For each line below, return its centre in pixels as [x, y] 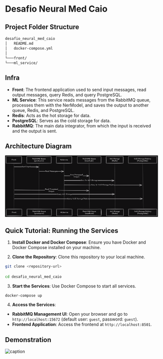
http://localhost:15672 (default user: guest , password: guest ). [75, 319]
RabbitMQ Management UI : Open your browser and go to [70, 314]
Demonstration [28, 340]
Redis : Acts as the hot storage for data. [51, 115]
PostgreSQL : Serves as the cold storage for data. [61, 121]
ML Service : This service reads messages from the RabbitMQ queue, [81, 100]
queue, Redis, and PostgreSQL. [43, 110]
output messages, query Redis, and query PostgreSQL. [67, 95]
